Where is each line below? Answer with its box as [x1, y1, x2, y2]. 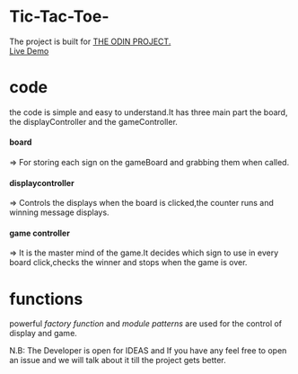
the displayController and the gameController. [9, 116, 178, 127]
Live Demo [9, 45, 49, 56]
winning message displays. [9, 207, 110, 218]
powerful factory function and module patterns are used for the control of [9, 318, 283, 329]
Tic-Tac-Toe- [9, 6, 110, 27]
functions [9, 289, 83, 309]
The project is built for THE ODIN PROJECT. [9, 36, 171, 47]
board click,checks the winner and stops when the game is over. [9, 257, 248, 268]
